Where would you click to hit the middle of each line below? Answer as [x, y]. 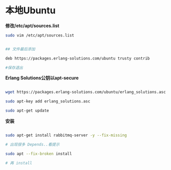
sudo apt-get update [27, 111]
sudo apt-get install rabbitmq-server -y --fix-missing [66, 135]
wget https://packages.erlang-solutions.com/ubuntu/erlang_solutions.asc [86, 92]
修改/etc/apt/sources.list [33, 26]
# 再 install [19, 163]
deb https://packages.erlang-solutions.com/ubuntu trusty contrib [78, 58]
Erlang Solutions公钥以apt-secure [42, 78]
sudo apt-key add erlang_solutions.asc [48, 101]
